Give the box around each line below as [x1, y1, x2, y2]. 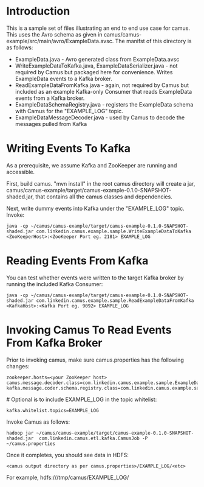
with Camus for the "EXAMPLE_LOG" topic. [15, 107, 123, 114]
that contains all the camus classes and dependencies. [35, 193, 173, 200]
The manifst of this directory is [115, 37, 192, 44]
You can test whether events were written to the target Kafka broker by [6, 274, 184, 281]
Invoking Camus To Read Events [6, 323, 172, 337]
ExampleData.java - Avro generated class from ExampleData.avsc [15, 55, 180, 63]
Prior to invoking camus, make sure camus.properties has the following [6, 356, 184, 363]
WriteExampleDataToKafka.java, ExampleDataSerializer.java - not [15, 62, 178, 69]
